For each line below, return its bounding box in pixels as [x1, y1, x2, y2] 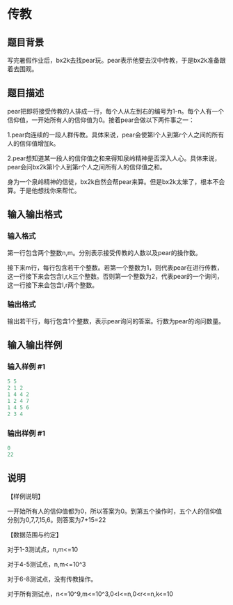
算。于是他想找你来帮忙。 [7, 186, 81, 194]
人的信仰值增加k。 [7, 139, 60, 147]
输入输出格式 [7, 208, 63, 220]
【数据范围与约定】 [7, 530, 63, 539]
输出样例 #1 [7, 428, 45, 438]
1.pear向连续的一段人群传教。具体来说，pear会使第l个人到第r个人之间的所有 [7, 130, 225, 139]
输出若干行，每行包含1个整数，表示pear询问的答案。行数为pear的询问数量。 [7, 316, 225, 325]
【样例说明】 [7, 492, 44, 500]
